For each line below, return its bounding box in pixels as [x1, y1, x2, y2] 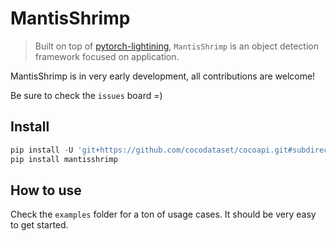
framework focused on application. [34, 50, 180, 62]
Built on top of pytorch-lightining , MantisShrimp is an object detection [34, 40, 319, 52]
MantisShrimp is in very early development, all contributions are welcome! [10, 70, 316, 82]
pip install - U [10, 145, 74, 155]
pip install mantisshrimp [10, 154, 118, 164]
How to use [10, 182, 82, 199]
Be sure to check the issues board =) [10, 89, 163, 101]
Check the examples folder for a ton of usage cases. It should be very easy [10, 208, 317, 221]
